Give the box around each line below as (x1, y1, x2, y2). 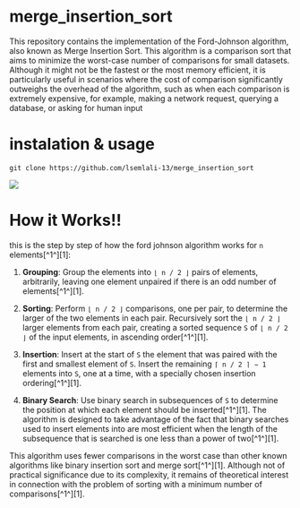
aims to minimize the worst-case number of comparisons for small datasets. (9, 55, 290, 65)
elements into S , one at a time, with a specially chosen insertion (21, 367, 257, 378)
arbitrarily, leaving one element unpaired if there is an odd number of (21, 276, 277, 287)
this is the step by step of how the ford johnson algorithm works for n (9, 239, 264, 250)
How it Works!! (9, 211, 123, 230)
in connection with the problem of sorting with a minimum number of (9, 478, 262, 489)
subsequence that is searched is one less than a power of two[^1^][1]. (21, 433, 279, 443)
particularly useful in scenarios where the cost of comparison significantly (9, 73, 284, 84)
